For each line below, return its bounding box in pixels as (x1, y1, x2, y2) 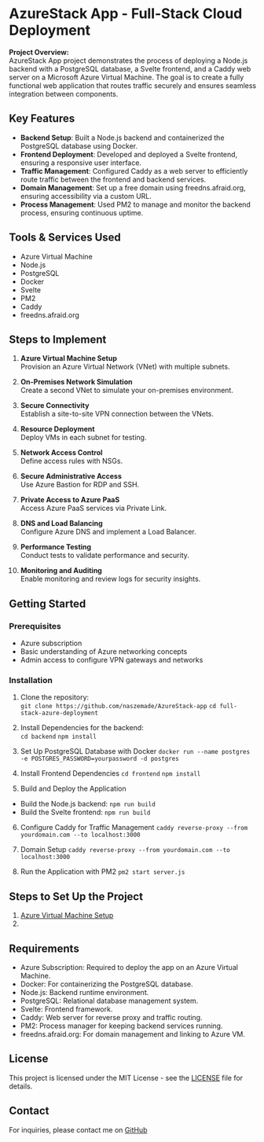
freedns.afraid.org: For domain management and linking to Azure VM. (20, 1029, 246, 1038)
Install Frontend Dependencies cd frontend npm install (20, 769, 201, 778)
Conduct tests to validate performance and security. (20, 551, 189, 560)
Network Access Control (20, 448, 103, 457)
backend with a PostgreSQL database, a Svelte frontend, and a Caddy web (9, 64, 251, 73)
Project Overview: (9, 47, 69, 57)
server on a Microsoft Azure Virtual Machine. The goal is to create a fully (9, 72, 244, 82)
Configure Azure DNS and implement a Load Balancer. (20, 527, 197, 537)
